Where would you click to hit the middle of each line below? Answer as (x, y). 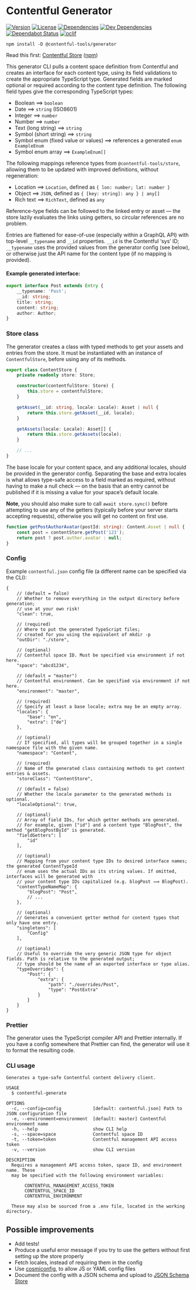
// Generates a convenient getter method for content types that (98, 918)
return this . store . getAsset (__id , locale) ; (81, 413)
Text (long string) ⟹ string (48, 128)
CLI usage (21, 1065)
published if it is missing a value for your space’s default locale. (83, 492)
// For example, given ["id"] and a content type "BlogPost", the (99, 825)
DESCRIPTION (21, 1160)
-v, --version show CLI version (73, 1150)
